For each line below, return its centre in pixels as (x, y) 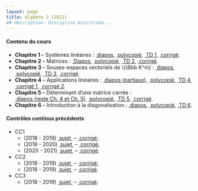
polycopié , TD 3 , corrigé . (48, 73)
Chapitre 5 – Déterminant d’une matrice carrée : (73, 92)
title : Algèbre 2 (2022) (37, 17)
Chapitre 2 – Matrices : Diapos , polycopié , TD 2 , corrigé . (86, 61)
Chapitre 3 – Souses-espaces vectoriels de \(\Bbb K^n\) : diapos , (95, 67)
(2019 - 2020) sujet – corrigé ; (61, 144)
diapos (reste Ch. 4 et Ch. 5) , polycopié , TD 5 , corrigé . (85, 99)
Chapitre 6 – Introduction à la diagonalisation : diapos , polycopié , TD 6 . (103, 105)
